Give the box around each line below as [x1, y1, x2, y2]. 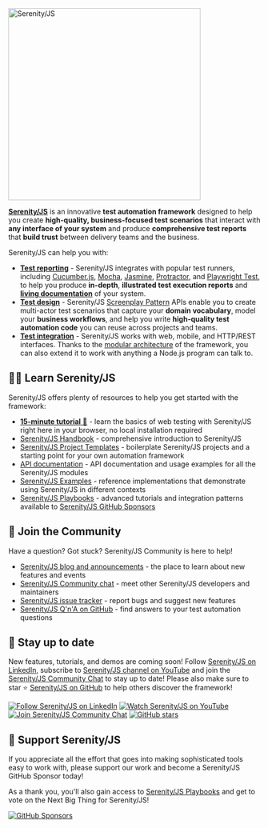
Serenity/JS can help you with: [8, 248, 109, 257]
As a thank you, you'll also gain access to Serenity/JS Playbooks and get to [8, 787, 256, 797]
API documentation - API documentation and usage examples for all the [19, 459, 256, 469]
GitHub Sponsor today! [8, 771, 84, 781]
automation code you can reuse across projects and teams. [19, 323, 218, 332]
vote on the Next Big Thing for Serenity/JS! [8, 795, 150, 805]
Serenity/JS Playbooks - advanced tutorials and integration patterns [19, 493, 244, 502]
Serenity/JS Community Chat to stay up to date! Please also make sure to [8, 674, 250, 683]
